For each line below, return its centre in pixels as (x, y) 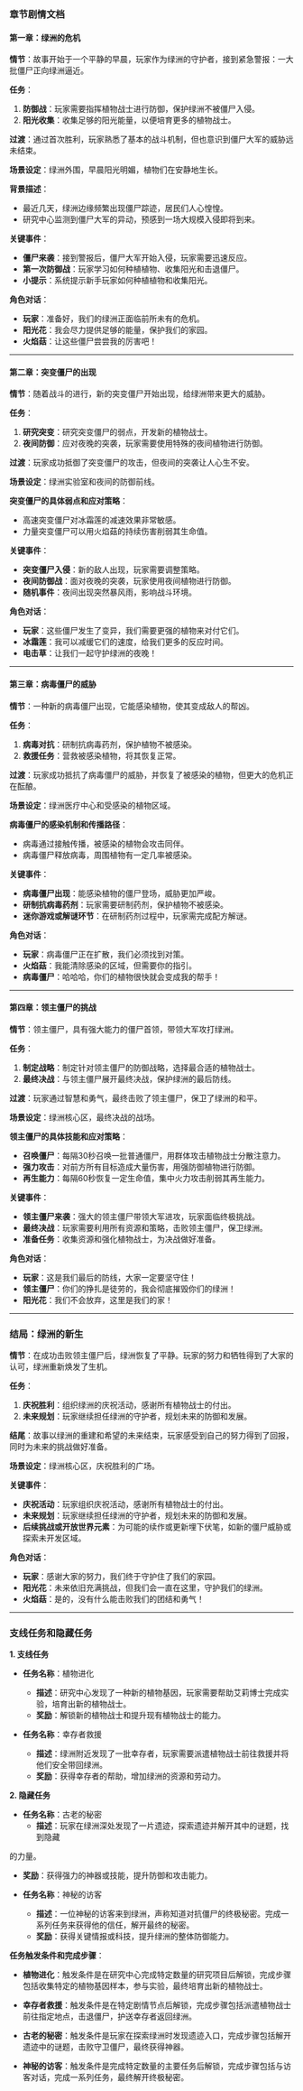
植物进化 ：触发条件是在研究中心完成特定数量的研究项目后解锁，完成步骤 (156, 1975)
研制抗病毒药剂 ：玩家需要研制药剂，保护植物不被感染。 (125, 904)
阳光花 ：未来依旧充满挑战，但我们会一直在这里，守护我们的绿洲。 (145, 1588)
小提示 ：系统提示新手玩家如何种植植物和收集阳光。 (117, 281)
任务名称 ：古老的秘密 (62, 1815)
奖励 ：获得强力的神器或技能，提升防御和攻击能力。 (117, 1875)
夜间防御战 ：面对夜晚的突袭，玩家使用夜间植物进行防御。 (129, 581)
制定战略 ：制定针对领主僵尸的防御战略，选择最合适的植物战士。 (141, 1068)
